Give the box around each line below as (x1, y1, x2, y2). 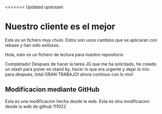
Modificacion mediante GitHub (5, 85, 100, 94)
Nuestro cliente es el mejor (5, 21, 115, 32)
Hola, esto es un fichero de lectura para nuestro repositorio (5, 51, 124, 57)
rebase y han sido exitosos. (5, 42, 60, 48)
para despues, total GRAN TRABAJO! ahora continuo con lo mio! (5, 71, 134, 77)
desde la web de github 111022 (5, 103, 66, 109)
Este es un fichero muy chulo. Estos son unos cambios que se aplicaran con (5, 37, 158, 43)
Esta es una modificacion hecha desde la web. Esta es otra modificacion (5, 98, 150, 104)
